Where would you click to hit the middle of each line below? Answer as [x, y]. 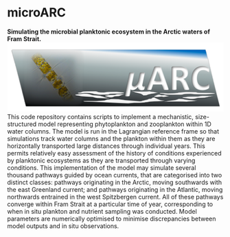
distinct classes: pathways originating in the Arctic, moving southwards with [114, 182]
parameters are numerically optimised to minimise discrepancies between [112, 219]
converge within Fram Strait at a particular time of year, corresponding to [110, 204]
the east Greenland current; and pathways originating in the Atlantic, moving [115, 190]
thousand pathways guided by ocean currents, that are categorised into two [115, 175]
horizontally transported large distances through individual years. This [106, 146]
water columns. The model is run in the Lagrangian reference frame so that [113, 132]
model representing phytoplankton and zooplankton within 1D [125, 124]
